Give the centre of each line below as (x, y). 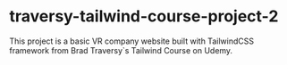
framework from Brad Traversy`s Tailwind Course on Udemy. (121, 50)
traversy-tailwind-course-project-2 (144, 16)
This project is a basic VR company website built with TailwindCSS (132, 41)
